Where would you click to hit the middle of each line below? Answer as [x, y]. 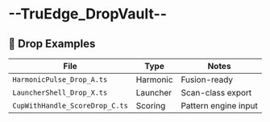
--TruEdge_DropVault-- [88, 14]
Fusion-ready [207, 79]
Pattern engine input [219, 106]
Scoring [151, 106]
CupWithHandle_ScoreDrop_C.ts [71, 106]
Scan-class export [216, 93]
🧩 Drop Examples [52, 44]
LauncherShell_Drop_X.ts [60, 93]
